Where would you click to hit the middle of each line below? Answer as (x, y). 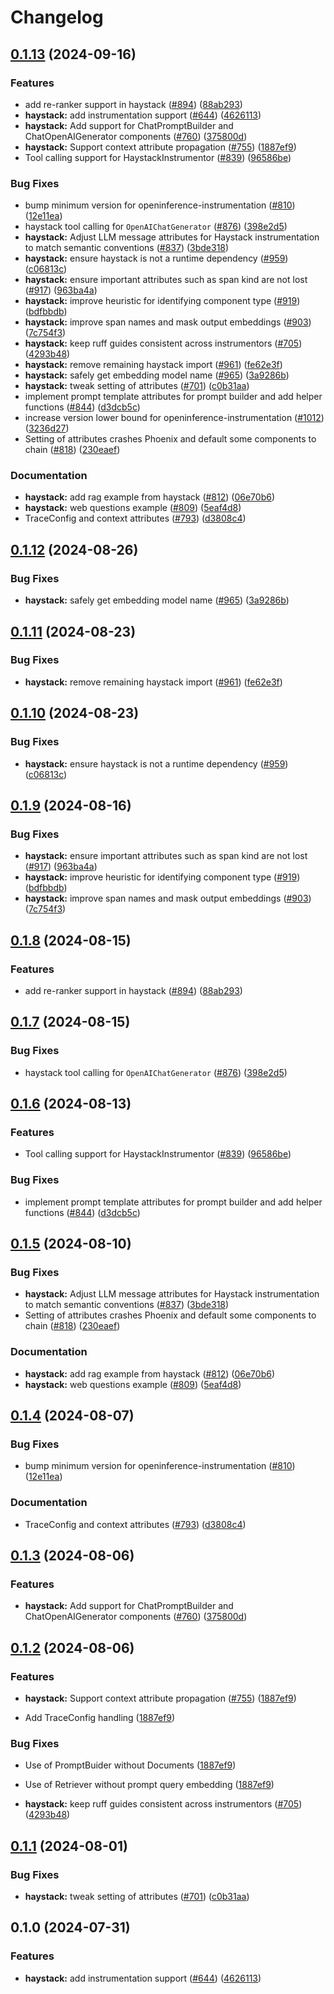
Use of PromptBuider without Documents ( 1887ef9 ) (130, 1765)
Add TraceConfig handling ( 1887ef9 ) (100, 1717)
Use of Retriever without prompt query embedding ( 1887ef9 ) (149, 1785)
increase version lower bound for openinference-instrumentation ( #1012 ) (174, 418)
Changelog (57, 17)
